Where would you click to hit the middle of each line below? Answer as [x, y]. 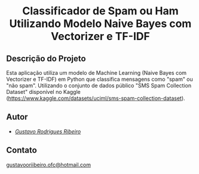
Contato [22, 150]
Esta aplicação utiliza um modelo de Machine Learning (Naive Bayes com [97, 73]
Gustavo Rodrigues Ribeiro [48, 131]
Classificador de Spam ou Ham [100, 11]
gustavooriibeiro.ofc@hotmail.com [49, 164]
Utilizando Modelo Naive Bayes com [100, 24]
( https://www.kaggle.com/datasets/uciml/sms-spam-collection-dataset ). [96, 98]
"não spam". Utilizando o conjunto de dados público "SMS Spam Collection [99, 86]
